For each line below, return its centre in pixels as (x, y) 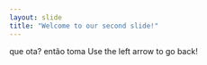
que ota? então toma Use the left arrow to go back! (103, 51)
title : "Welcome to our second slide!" (84, 26)
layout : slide (36, 17)
